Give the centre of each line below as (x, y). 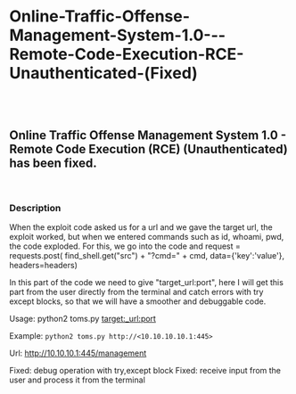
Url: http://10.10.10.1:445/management (78, 353)
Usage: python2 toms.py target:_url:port (82, 319)
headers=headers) (44, 266)
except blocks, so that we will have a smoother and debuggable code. (138, 301)
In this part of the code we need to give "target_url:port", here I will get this (146, 283)
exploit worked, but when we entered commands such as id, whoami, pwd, (147, 237)
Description (35, 208)
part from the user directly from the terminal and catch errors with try (136, 292)
